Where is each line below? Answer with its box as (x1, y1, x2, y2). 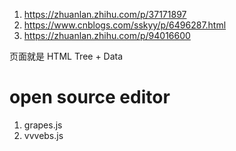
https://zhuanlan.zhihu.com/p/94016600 (23, 30, 191, 41)
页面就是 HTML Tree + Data (9, 50, 124, 62)
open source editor (9, 86, 171, 109)
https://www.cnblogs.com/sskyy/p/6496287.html (23, 19, 227, 31)
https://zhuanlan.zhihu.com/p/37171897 (23, 9, 187, 20)
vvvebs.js (23, 129, 64, 141)
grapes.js (23, 119, 63, 131)
